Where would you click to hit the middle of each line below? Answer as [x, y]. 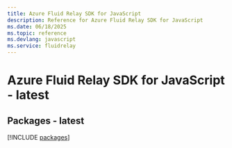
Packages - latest [46, 121]
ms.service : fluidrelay [42, 46]
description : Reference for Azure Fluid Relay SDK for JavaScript [105, 20]
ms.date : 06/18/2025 [37, 26]
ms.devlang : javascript [42, 40]
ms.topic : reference [37, 33]
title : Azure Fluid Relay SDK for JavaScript [74, 14]
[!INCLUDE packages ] [39, 137]
